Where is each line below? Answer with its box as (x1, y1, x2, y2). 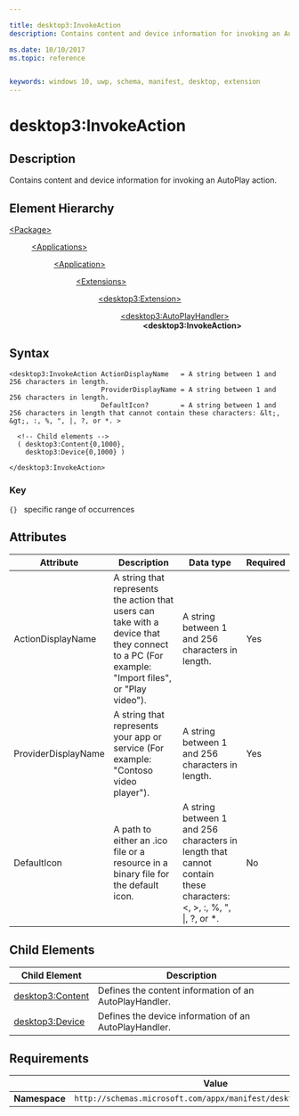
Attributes (9, 529, 67, 545)
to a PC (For (113, 649, 164, 661)
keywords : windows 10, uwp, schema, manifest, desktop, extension (9, 78, 261, 86)
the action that (113, 594, 174, 606)
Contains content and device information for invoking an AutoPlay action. (9, 175, 278, 185)
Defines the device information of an (97, 1009, 251, 1022)
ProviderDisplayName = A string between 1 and (101, 385, 277, 394)
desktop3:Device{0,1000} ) (25, 447, 125, 456)
